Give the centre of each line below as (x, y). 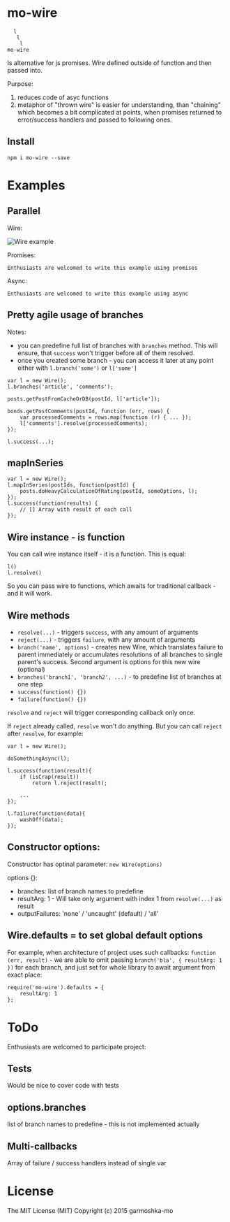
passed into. (25, 70)
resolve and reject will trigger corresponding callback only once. (101, 712)
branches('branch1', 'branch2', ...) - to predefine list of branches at (119, 677)
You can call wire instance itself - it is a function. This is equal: (97, 554)
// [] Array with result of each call (76, 510)
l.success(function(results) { (53, 504)
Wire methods (39, 616)
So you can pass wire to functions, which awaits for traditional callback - (112, 586)
